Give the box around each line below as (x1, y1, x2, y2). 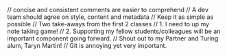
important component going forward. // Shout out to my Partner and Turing (7, 34, 219, 43)
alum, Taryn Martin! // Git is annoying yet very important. (7, 42, 167, 49)
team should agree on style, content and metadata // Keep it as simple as (7, 13, 214, 21)
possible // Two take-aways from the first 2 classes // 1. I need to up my (7, 20, 210, 28)
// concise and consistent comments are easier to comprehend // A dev (7, 6, 209, 13)
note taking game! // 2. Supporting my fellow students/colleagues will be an (7, 27, 221, 35)
